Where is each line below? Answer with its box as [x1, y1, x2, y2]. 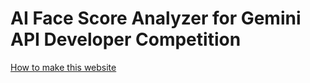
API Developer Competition [10, 28, 242, 51]
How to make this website [10, 61, 117, 73]
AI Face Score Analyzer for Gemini [10, 7, 302, 30]
